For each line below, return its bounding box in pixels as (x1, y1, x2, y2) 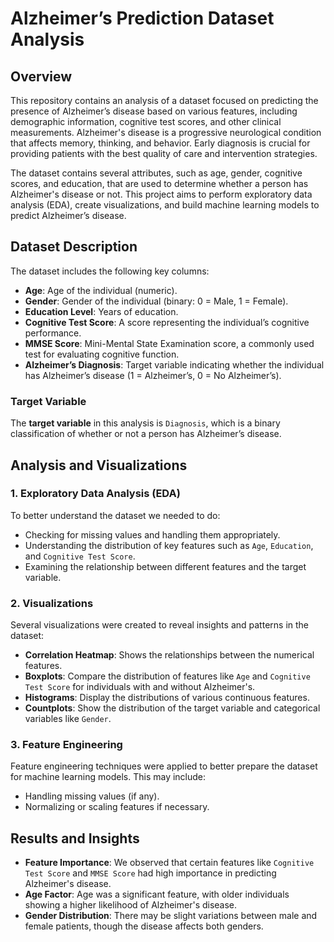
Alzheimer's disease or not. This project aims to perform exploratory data (10, 188, 313, 200)
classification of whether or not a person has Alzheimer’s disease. (10, 428, 282, 440)
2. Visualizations (10, 596, 94, 610)
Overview (10, 68, 73, 85)
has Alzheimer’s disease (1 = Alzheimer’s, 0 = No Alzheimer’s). (24, 369, 282, 381)
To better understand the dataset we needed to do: (10, 509, 221, 521)
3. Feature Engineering (10, 738, 123, 752)
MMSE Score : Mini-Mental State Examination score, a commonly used (24, 337, 315, 349)
